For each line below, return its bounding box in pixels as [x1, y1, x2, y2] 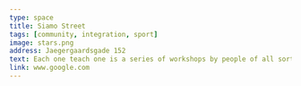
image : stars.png [9, 38, 74, 47]
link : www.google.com [9, 64, 90, 73]
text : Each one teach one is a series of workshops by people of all [9, 55, 275, 64]
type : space [9, 13, 54, 22]
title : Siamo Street [9, 21, 87, 30]
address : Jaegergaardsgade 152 [9, 47, 126, 56]
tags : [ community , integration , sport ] [9, 30, 159, 39]
